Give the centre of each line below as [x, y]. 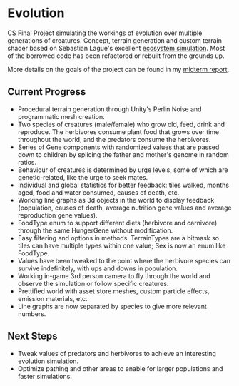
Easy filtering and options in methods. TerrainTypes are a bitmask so [118, 238]
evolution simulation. [48, 361]
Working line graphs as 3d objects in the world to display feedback [116, 200]
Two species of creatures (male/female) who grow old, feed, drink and [121, 124]
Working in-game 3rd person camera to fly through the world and [114, 275]
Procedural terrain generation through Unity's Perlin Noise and [110, 109]
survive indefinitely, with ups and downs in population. [98, 268]
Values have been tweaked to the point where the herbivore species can [124, 260]
